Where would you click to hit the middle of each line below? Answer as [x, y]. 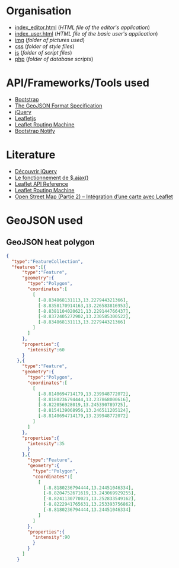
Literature [31, 155]
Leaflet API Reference [41, 184]
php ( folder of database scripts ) [54, 59]
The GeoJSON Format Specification [58, 106]
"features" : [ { [29, 267]
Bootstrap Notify [35, 131]
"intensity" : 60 [46, 350]
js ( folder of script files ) [43, 52]
